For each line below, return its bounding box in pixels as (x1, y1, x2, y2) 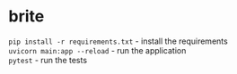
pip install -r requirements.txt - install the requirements (8, 36, 228, 46)
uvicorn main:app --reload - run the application (8, 45, 187, 55)
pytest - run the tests (8, 54, 87, 65)
